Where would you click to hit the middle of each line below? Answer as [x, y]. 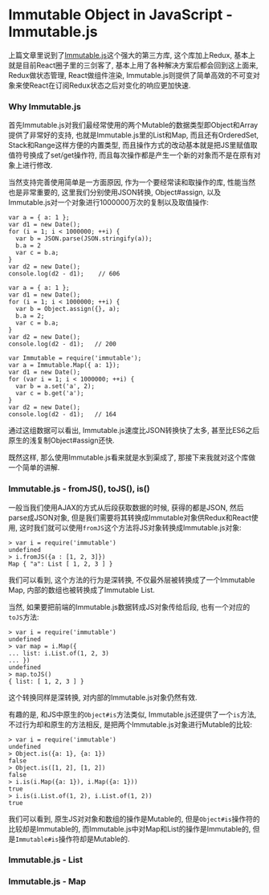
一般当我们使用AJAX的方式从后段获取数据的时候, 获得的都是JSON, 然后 [126, 507]
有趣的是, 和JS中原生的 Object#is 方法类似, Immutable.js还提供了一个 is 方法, [132, 714]
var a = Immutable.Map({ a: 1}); [64, 366]
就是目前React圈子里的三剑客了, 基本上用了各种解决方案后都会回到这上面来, [133, 65]
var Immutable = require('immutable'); [75, 358]
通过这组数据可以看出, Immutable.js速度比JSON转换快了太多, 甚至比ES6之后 [134, 431]
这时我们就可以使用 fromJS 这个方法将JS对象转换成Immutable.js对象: [130, 527]
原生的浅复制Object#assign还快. [61, 440]
